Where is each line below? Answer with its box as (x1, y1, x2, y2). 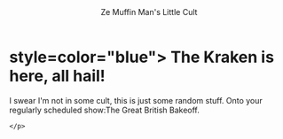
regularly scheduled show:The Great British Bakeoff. (9, 104, 200, 115)
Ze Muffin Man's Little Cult (100, 7, 198, 17)
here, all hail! (9, 66, 106, 86)
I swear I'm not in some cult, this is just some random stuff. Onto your (9, 95, 263, 105)
